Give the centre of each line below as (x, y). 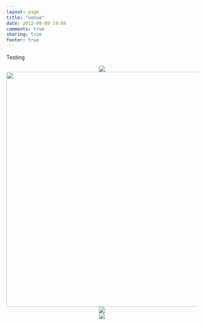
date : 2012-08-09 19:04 (36, 23)
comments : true (25, 29)
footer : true (23, 40)
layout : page (23, 12)
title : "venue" (25, 18)
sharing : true (24, 35)
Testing (16, 57)
